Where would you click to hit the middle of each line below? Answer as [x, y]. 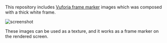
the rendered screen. [27, 36]
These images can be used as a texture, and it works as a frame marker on [82, 31]
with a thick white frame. [30, 12]
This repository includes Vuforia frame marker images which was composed [83, 7]
